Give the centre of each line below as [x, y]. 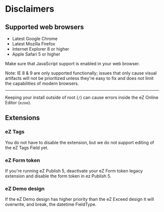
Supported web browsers [44, 27]
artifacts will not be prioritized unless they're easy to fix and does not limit [79, 78]
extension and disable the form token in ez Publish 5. [58, 176]
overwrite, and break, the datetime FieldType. [51, 204]
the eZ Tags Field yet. [27, 148]
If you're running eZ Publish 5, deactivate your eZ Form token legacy [74, 171]
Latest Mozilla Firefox [33, 44]
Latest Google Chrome [35, 39]
